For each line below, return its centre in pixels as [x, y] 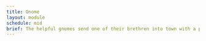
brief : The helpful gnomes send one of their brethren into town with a [101, 29]
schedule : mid [25, 23]
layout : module [26, 17]
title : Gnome [23, 12]
